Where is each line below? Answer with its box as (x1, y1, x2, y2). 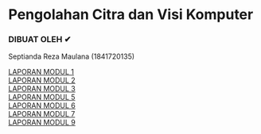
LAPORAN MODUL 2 (8, 75, 76, 85)
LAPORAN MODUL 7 (8, 109, 76, 119)
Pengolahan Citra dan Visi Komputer (8, 6, 254, 24)
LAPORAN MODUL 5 (8, 93, 76, 102)
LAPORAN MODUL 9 (8, 117, 76, 128)
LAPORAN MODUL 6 (8, 101, 76, 110)
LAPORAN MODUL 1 (8, 67, 74, 77)
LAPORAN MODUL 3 (8, 84, 76, 94)
